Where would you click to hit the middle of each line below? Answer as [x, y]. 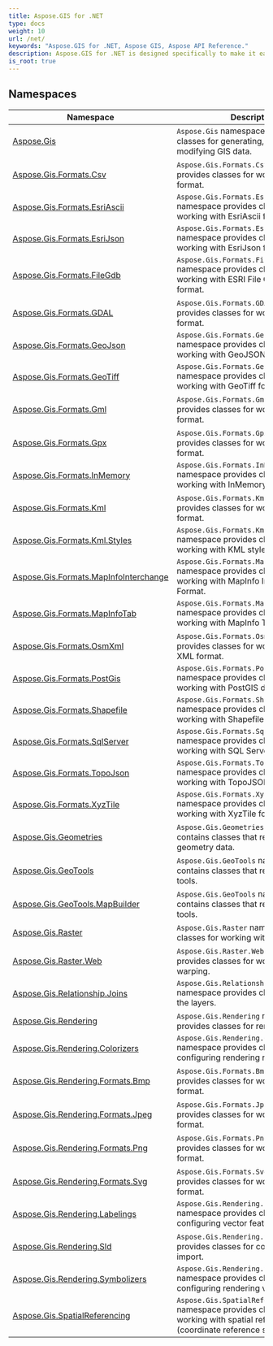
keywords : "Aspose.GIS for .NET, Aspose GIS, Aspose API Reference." [129, 46]
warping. [193, 970]
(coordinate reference [219, 1330]
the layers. [197, 1002]
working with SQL [210, 750]
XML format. [200, 656]
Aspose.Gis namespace [221, 131]
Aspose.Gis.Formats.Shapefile [70, 710]
